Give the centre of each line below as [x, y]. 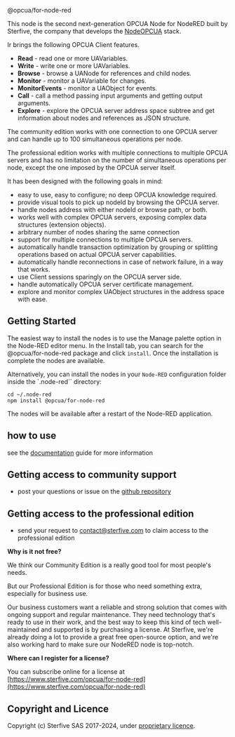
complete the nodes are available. [56, 360]
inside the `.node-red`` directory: [54, 381]
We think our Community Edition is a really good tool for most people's [109, 565]
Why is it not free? [34, 552]
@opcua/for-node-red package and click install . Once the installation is [113, 353]
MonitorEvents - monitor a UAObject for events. [87, 88]
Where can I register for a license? [59, 658]
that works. [34, 269]
